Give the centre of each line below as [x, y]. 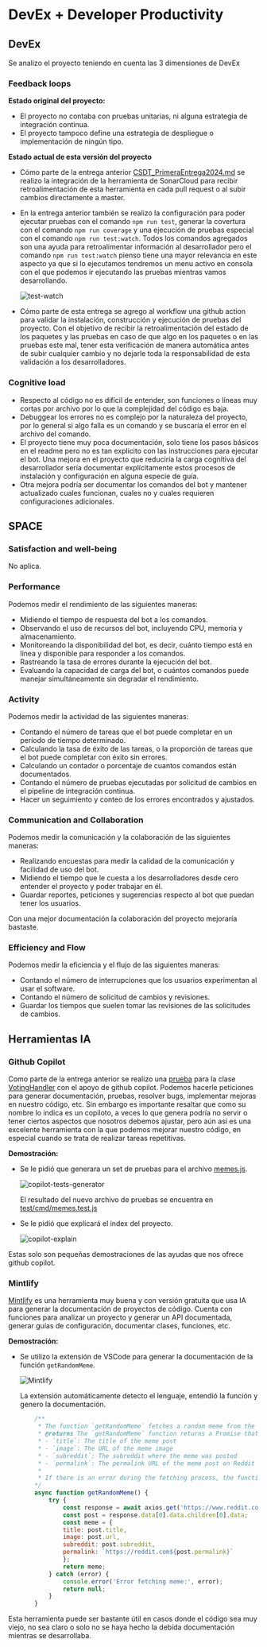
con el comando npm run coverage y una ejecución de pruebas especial [137, 230]
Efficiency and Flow [47, 948]
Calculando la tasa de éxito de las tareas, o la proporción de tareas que [136, 748]
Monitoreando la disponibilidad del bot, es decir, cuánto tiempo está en [136, 644]
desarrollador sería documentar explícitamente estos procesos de [128, 467]
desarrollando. [43, 280]
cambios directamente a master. [72, 198]
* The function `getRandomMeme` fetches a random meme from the [147, 1427]
